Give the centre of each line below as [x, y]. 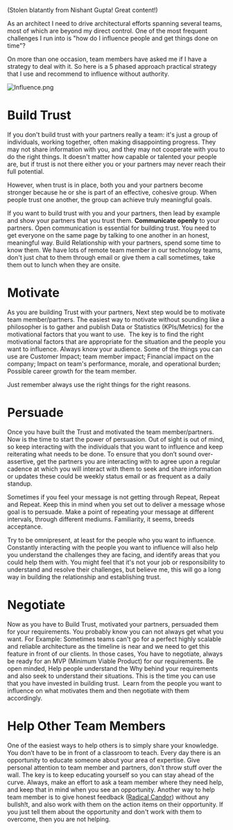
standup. [20, 483]
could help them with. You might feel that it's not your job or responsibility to [116, 562]
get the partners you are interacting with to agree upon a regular [128, 461]
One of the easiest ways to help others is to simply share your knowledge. [113, 745]
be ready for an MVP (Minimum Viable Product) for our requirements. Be [111, 661]
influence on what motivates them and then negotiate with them [98, 690]
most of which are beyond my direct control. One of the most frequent [107, 31]
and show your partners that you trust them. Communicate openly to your [113, 220]
